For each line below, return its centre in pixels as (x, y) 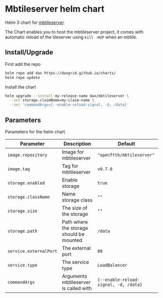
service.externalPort (32, 251)
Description (77, 144)
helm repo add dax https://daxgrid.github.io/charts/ (61, 73)
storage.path (23, 231)
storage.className (29, 197)
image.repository (27, 155)
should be (73, 234)
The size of (75, 208)
